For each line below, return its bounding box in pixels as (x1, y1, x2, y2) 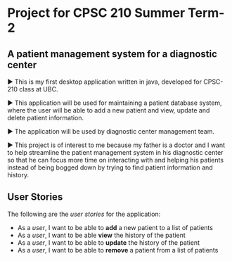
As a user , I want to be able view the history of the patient (17, 231, 186, 239)
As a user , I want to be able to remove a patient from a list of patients (17, 246, 219, 254)
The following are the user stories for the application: (7, 210, 161, 218)
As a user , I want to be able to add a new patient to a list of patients (17, 223, 213, 231)
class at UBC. (19, 85, 58, 93)
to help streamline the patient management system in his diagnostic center (7, 148, 224, 156)
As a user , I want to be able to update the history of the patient (17, 238, 200, 247)
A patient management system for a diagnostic (7, 48, 218, 60)
